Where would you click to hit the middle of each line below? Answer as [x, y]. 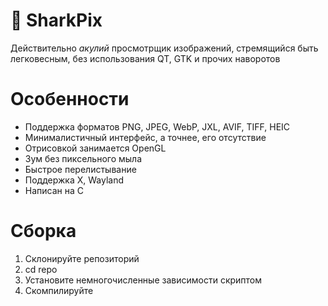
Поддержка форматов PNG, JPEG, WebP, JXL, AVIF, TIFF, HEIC [157, 126]
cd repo [41, 269]
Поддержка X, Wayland [74, 180]
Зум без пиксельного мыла [83, 158]
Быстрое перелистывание [80, 169]
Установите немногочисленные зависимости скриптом [143, 280]
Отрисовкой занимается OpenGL [95, 148]
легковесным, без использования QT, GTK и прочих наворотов [145, 58]
